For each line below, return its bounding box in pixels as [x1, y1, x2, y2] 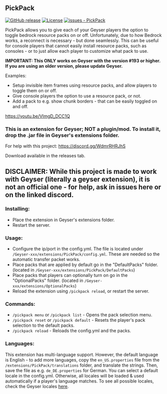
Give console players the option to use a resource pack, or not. [12, 93, 142, 99]
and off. [12, 103, 28, 109]
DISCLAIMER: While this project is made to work [5, 167, 157, 176]
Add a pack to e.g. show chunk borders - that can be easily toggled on [12, 98, 158, 104]
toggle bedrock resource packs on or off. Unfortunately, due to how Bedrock [5, 32, 162, 38]
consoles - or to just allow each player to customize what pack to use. [5, 48, 149, 54]
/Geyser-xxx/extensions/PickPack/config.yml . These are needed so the [12, 251, 160, 257]
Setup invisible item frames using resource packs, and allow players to [12, 82, 157, 88]
